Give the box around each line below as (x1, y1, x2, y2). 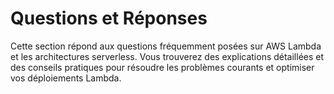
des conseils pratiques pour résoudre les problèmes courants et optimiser (10, 61, 315, 73)
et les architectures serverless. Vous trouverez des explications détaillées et (10, 50, 325, 62)
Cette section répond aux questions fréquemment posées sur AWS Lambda (10, 40, 322, 52)
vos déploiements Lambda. (10, 72, 122, 84)
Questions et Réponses (10, 7, 208, 30)
